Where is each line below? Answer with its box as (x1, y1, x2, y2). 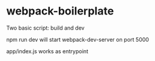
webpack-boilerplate (6, 4, 114, 18)
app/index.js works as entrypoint (6, 47, 89, 55)
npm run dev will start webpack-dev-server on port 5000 (6, 36, 150, 43)
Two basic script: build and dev (6, 24, 85, 31)
